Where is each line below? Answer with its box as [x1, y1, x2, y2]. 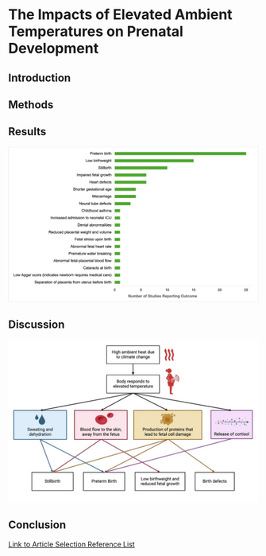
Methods [8, 98, 54, 111]
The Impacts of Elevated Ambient [8, 6, 233, 24]
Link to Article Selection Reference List [8, 539, 135, 549]
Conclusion [8, 519, 67, 532]
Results [8, 125, 47, 138]
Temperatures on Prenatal [8, 22, 184, 41]
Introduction [8, 71, 71, 84]
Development [8, 40, 99, 57]
